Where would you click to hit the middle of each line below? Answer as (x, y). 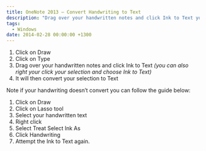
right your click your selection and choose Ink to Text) (83, 72)
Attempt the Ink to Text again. (52, 141)
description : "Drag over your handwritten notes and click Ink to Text (100, 18)
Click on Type (32, 59)
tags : (13, 23)
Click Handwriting (38, 135)
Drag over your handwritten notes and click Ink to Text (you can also (102, 66)
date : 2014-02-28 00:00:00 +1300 (49, 35)
